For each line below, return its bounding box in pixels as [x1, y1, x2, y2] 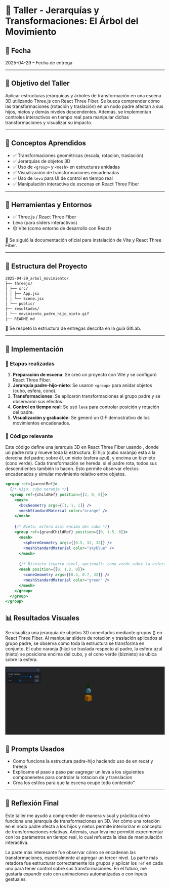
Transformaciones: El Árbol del [5, 15, 139, 27]
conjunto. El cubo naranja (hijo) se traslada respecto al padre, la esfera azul [5, 646, 163, 652]
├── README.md [5, 317, 35, 322]
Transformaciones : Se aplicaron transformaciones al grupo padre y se [12, 393, 161, 399]
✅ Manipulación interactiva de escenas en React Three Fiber [12, 181, 139, 187]
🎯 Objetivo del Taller [5, 79, 70, 88]
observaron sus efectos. [12, 398, 64, 404]
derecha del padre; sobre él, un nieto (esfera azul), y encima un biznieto [5, 455, 156, 461]
